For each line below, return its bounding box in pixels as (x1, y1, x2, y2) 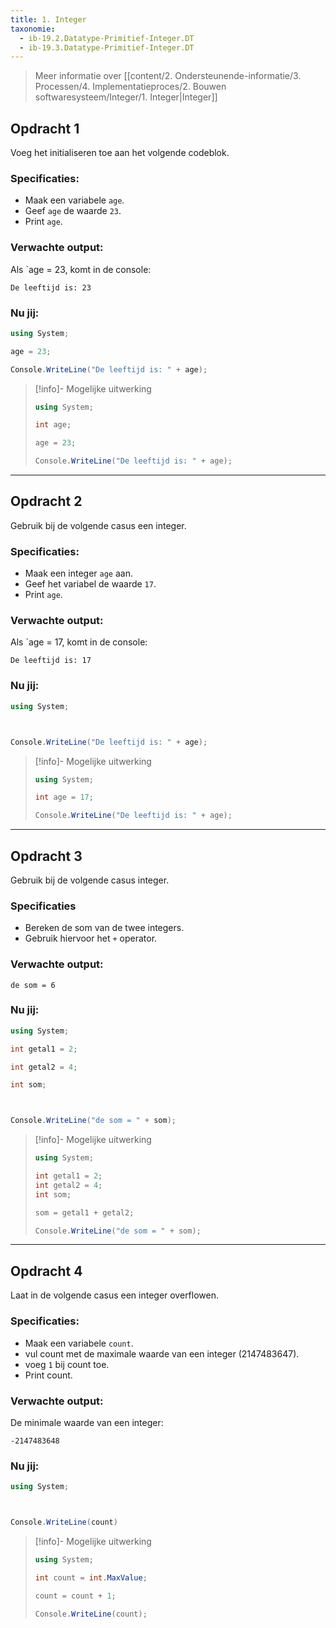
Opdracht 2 (10, 493, 83, 510)
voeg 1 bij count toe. (24, 1358, 110, 1370)
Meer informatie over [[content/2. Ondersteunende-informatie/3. (34, 70, 302, 82)
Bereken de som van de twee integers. (24, 922, 185, 934)
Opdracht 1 (10, 120, 80, 137)
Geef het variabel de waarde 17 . (24, 578, 157, 590)
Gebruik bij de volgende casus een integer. (10, 519, 187, 531)
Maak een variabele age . (24, 194, 125, 206)
